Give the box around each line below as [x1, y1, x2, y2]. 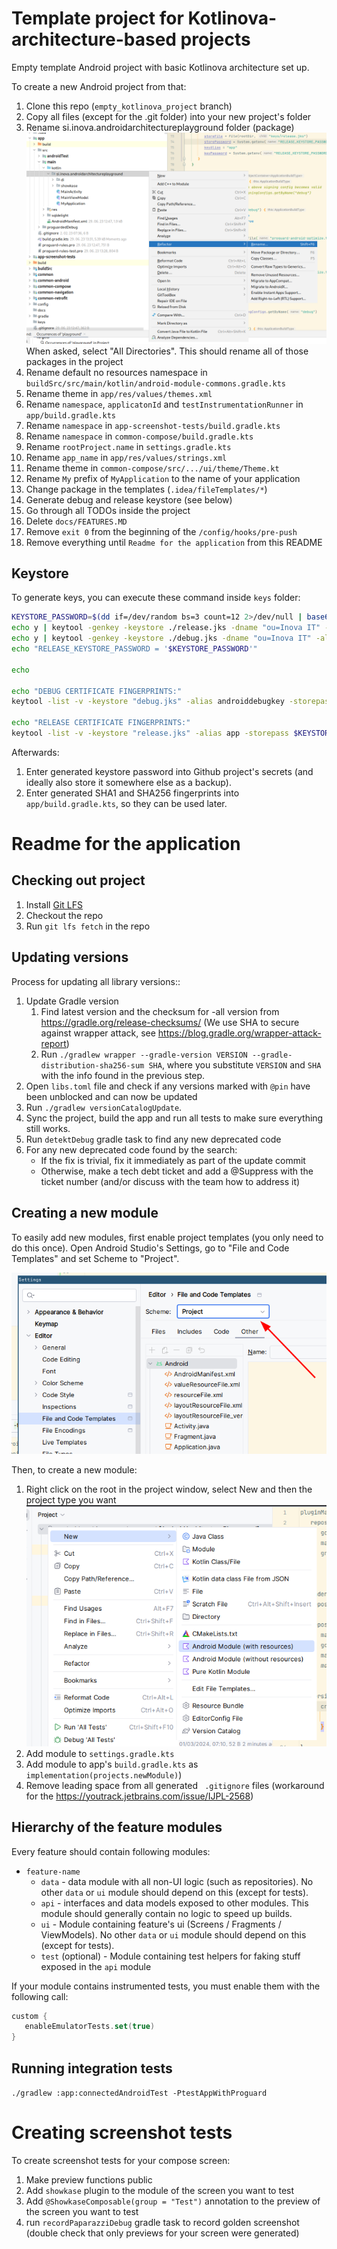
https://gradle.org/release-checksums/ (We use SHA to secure [40, 1016, 300, 1028]
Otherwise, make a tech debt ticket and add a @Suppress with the [40, 1165, 314, 1177]
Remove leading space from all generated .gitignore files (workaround [25, 1779, 325, 1791]
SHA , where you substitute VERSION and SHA [148, 1058, 322, 1071]
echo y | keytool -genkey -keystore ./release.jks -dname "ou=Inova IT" [11, 623, 321, 633]
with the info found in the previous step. [40, 1069, 206, 1081]
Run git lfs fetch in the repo [25, 920, 151, 932]
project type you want [25, 1493, 117, 1506]
